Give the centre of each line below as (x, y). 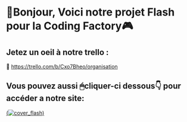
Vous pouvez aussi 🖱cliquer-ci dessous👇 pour (94, 86)
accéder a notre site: (45, 98)
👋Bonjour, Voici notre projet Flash (91, 12)
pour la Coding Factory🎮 (70, 26)
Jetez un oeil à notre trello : (57, 52)
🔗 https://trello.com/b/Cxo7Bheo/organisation (62, 66)
